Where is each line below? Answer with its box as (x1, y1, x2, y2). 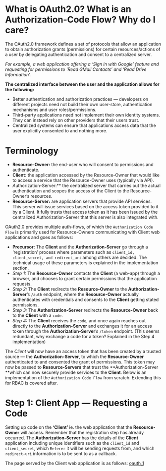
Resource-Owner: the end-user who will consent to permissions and (12, 161, 154, 167)
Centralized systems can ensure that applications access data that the (12, 122, 156, 128)
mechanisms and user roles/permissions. (12, 107, 97, 113)
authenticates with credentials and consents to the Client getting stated (12, 296, 159, 302)
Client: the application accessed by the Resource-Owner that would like (12, 172, 160, 178)
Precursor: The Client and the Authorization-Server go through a (12, 244, 148, 250)
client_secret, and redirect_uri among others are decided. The (12, 254, 147, 260)
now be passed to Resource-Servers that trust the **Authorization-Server (5, 364, 159, 370)
